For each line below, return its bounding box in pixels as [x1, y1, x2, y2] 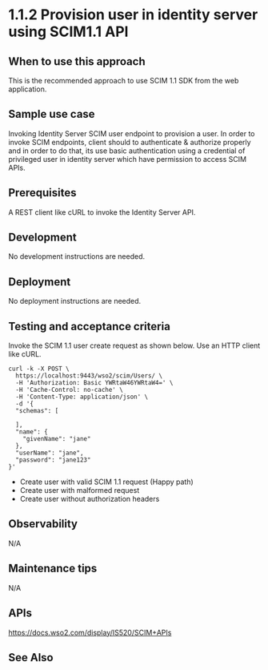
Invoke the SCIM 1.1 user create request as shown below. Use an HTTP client [8, 341, 261, 350]
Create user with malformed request [19, 486, 140, 495]
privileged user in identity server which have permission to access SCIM [8, 154, 246, 163]
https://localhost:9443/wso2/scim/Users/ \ [15, 372, 162, 380]
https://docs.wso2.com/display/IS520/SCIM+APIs [8, 628, 172, 637]
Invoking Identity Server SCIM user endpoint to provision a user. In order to [8, 128, 255, 138]
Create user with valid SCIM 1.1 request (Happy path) [19, 477, 194, 486]
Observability [8, 517, 78, 531]
